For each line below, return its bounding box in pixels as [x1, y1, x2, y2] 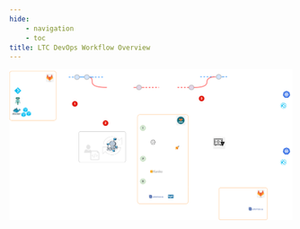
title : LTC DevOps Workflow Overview [9, 43, 151, 52]
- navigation [25, 23, 75, 33]
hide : [9, 14, 30, 23]
